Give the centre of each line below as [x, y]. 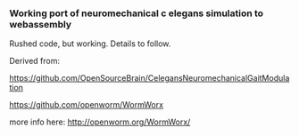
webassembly [41, 24]
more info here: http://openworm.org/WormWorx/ [100, 122]
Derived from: [35, 61]
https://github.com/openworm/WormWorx [86, 105]
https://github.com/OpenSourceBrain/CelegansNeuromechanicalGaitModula [149, 78]
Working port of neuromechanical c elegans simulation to [137, 13]
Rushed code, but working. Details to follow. [90, 44]
